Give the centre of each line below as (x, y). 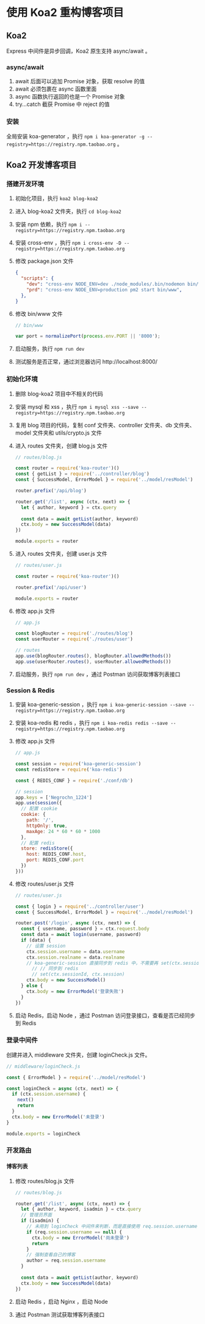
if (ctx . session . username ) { (49, 1094)
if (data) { (36, 940)
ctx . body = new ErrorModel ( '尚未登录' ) (81, 1238)
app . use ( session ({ (38, 803)
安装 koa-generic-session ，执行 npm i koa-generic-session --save (101, 705)
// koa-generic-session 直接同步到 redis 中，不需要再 (92, 963)
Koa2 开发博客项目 (41, 165)
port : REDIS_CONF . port (55, 860)
